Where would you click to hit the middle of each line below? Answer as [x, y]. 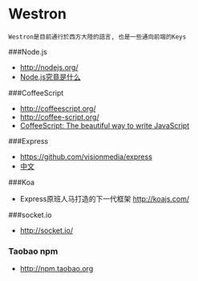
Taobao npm [33, 251]
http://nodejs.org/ [49, 67]
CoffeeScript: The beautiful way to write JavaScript [105, 125]
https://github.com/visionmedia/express [86, 157]
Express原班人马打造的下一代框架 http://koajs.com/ [105, 198]
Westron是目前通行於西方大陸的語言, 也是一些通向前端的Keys [97, 37]
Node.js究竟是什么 [51, 76]
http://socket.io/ [46, 230]
